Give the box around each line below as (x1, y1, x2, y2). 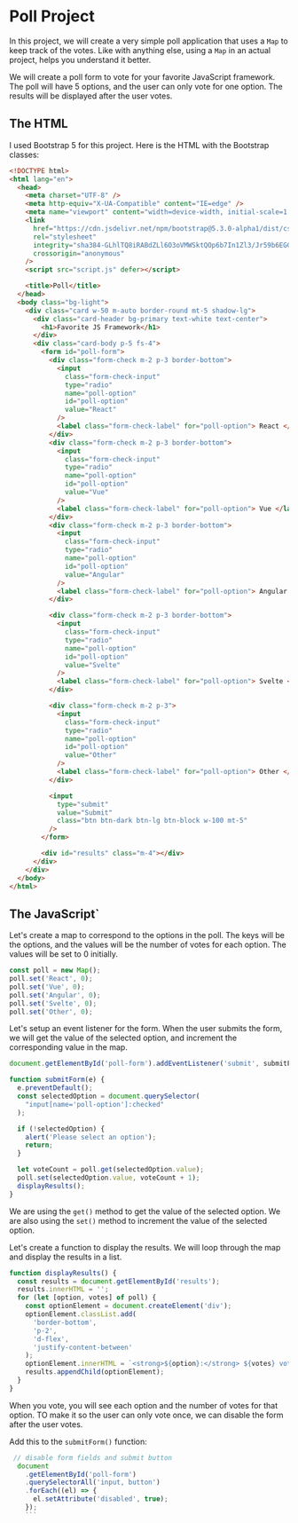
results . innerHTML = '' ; (17, 1285, 109, 1294)
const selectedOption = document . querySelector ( (17, 1092, 200, 1101)
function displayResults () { (9, 1268, 117, 1277)
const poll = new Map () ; (9, 966, 101, 975)
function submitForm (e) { (9, 1076, 105, 1085)
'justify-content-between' (32, 1343, 133, 1352)
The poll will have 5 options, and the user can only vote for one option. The (9, 81, 284, 91)
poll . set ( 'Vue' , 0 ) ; (9, 982, 86, 991)
